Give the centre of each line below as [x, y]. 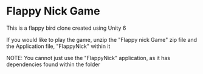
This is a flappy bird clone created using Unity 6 [66, 28]
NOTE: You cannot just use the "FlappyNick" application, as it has [88, 58]
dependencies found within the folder [53, 64]
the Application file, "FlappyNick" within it [58, 46]
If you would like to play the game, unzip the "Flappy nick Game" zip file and [102, 39]
